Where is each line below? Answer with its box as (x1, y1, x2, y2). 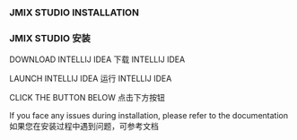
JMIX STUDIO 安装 (9, 31, 92, 44)
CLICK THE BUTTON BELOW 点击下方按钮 (9, 92, 166, 103)
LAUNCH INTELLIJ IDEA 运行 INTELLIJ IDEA (9, 74, 172, 84)
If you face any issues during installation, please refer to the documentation (9, 110, 289, 121)
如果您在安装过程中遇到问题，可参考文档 (9, 121, 159, 132)
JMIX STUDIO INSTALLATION (9, 6, 139, 19)
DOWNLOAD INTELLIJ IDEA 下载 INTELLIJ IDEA (9, 54, 186, 65)
